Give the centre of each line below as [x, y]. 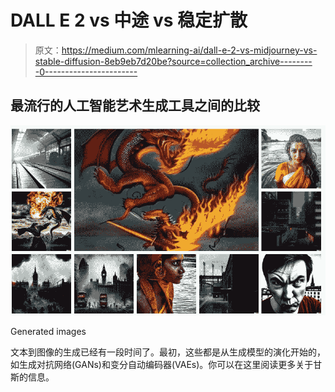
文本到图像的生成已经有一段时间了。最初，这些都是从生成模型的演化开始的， [168, 352]
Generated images [48, 331]
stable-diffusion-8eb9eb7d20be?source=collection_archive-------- [173, 61]
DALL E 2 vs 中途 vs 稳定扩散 [129, 20]
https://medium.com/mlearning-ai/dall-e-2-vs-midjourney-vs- [189, 50]
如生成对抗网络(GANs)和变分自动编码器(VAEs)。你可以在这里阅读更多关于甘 [166, 364]
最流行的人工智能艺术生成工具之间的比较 [135, 106]
